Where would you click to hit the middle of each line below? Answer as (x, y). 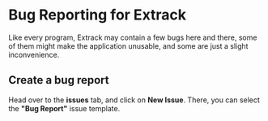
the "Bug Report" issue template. (64, 108)
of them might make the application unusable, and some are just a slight (128, 45)
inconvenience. (34, 54)
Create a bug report (59, 80)
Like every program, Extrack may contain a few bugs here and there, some (133, 37)
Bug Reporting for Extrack (98, 15)
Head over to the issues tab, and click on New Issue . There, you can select (134, 100)
